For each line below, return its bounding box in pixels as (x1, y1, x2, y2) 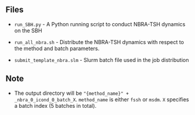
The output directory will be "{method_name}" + (14, 89, 129, 97)
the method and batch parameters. (14, 45, 100, 52)
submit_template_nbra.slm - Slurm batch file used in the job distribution (14, 56, 189, 63)
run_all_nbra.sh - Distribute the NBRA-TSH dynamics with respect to (14, 38, 184, 45)
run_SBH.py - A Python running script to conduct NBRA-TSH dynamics (14, 20, 185, 27)
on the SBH (14, 27, 42, 34)
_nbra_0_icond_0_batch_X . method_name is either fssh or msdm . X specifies (14, 95, 190, 103)
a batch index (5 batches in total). (14, 102, 97, 109)
